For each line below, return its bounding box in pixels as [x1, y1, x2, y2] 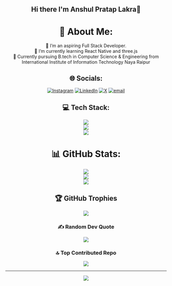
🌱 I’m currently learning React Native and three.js [34, 48, 138, 54]
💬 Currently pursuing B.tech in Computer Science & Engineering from [13, 53, 159, 60]
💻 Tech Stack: [62, 103, 110, 112]
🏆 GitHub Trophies [54, 194, 118, 203]
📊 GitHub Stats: [51, 148, 121, 160]
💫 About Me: [59, 26, 113, 37]
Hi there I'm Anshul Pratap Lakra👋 [31, 5, 141, 14]
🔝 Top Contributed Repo [55, 249, 117, 256]
